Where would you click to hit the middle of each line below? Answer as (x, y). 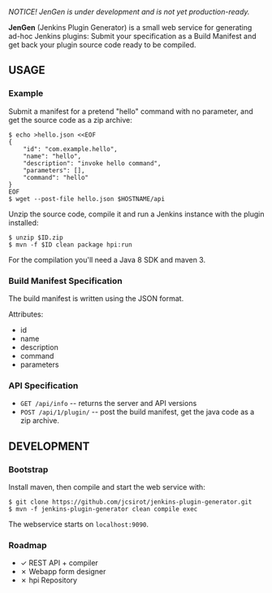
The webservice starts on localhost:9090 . (78, 524)
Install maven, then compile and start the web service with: (107, 486)
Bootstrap (28, 469)
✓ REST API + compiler (59, 563)
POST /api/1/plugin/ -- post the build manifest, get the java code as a (137, 412)
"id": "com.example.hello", (70, 149)
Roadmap (28, 545)
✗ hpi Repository (49, 580)
